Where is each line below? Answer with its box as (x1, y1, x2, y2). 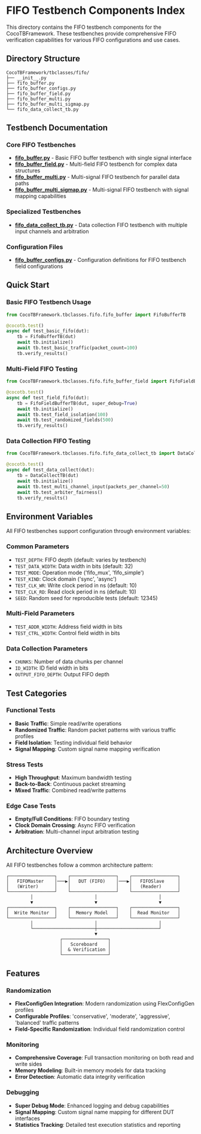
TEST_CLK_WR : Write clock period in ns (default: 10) (14, 581, 137, 589)
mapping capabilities (14, 193, 67, 200)
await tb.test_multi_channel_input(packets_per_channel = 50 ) (17, 484, 170, 490)
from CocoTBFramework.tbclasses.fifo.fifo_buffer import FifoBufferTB (6, 312, 186, 318)
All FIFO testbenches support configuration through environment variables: (6, 527, 191, 535)
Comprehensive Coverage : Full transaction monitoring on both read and (14, 1054, 194, 1061)
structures (14, 167, 41, 174)
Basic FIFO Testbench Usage (6, 298, 92, 306)
